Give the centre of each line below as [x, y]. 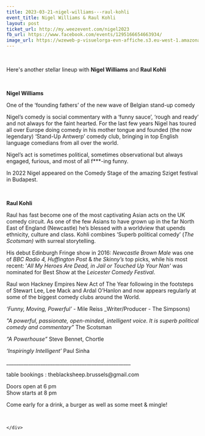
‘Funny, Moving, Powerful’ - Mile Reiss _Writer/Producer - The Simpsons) [98, 309]
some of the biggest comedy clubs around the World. [73, 297]
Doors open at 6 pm [31, 386]
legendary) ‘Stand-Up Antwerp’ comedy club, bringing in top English [92, 136]
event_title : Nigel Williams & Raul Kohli [61, 18]
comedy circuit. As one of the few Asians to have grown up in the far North [100, 221]
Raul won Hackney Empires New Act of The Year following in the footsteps [100, 284]
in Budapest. [22, 180]
